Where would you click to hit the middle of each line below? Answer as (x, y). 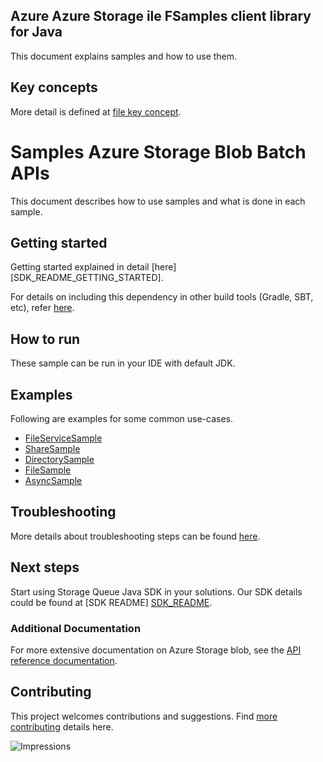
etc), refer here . (42, 308)
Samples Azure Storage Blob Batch (158, 151)
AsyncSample (53, 480)
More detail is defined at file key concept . (96, 111)
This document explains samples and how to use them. (124, 56)
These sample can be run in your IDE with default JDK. (123, 363)
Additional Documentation (76, 628)
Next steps (45, 567)
